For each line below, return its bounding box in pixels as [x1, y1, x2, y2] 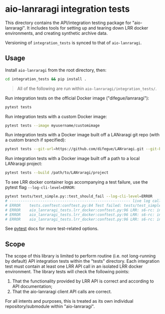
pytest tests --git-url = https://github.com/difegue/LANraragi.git [5, 147, 144, 152]
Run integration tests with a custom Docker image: [5, 113, 107, 119]
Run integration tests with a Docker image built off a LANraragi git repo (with [5, 132, 160, 138]
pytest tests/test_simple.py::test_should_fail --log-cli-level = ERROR [5, 194, 153, 199]
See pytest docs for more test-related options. [5, 225, 99, 232]
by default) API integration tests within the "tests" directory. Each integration [5, 258, 160, 264]
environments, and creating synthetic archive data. [5, 30, 108, 36]
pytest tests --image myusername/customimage [5, 123, 100, 128]
